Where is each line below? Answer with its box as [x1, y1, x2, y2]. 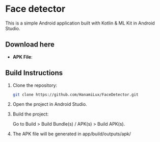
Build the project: [12, 111, 49, 117]
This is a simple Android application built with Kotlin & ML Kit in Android [5, 20, 155, 26]
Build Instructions [5, 68, 63, 77]
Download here [5, 40, 55, 49]
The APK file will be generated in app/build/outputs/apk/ [12, 131, 131, 137]
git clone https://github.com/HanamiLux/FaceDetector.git [12, 92, 139, 97]
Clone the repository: [12, 82, 58, 88]
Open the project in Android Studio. [12, 101, 88, 107]
